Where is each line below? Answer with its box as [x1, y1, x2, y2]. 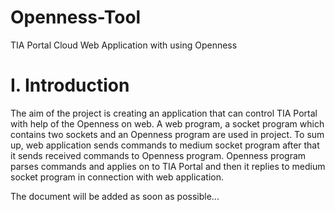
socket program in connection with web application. [10, 171, 224, 183]
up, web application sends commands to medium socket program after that [10, 139, 320, 151]
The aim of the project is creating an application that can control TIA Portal [10, 107, 318, 119]
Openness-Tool [10, 6, 142, 29]
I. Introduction [10, 74, 130, 97]
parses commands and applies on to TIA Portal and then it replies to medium [10, 160, 326, 172]
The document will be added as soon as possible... [10, 190, 220, 202]
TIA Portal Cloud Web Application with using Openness [10, 39, 238, 51]
